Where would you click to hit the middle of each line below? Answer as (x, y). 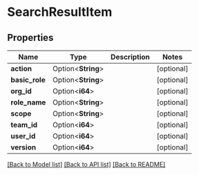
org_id (21, 91)
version (23, 147)
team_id (24, 125)
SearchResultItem (60, 12)
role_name (28, 102)
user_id (23, 136)
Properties (30, 38)
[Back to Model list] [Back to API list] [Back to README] (86, 164)
